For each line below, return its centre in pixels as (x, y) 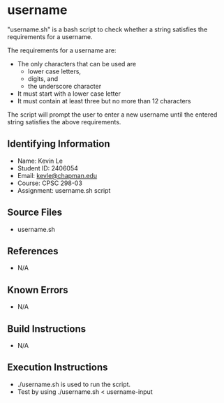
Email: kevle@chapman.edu (57, 175)
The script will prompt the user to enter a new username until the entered (112, 115)
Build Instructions (47, 329)
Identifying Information (59, 144)
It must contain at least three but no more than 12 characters (104, 101)
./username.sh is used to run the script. (74, 384)
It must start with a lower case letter (69, 94)
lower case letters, (54, 71)
